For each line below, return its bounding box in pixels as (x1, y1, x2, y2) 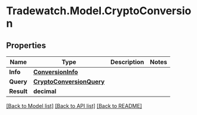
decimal (33, 87, 56, 95)
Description (110, 58, 144, 66)
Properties (6, 40, 46, 50)
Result (9, 87, 28, 95)
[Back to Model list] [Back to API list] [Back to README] (6, 103, 142, 109)
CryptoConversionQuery (33, 78, 105, 85)
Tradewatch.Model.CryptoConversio (6, 4, 192, 18)
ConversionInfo (33, 68, 78, 76)
